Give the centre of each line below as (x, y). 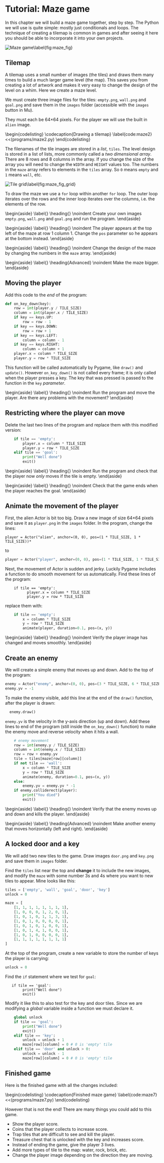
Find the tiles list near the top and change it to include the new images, (78, 870)
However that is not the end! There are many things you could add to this (78, 1109)
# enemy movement (31, 740)
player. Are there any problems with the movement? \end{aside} (69, 398)
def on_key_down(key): (28, 304)
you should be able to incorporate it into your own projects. (65, 38)
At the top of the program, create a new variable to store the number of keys (82, 953)
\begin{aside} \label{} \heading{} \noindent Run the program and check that (81, 471)
